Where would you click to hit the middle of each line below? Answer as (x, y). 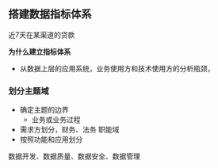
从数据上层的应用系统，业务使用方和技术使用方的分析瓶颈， (117, 68)
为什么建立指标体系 (40, 52)
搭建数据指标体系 (50, 14)
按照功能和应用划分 (51, 139)
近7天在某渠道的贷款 (42, 35)
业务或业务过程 (56, 120)
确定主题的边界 (44, 110)
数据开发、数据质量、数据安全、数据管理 (74, 156)
